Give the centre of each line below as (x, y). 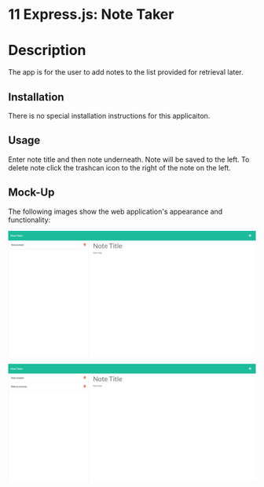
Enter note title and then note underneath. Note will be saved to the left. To (129, 159)
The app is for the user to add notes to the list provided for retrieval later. (126, 72)
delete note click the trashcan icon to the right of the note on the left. (119, 167)
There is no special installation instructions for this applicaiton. (109, 115)
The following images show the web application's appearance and (115, 211)
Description (47, 51)
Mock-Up (31, 193)
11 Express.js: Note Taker (91, 15)
